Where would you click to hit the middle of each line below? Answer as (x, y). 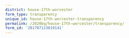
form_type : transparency (31, 14)
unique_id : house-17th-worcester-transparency (55, 19)
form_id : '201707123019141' (35, 28)
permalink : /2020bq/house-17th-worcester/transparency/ (65, 23)
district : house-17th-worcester (39, 10)
